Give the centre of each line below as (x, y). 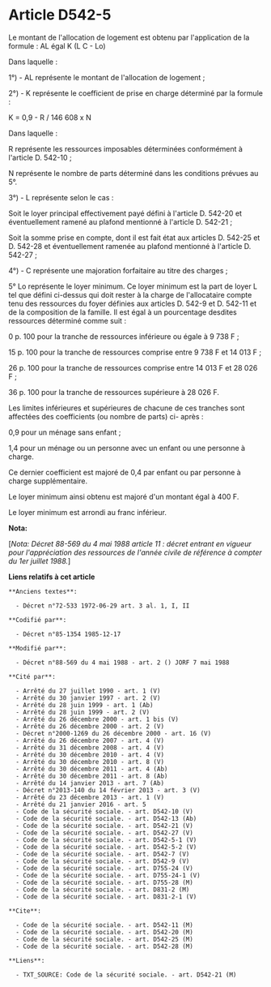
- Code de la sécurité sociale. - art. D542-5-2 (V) (106, 847)
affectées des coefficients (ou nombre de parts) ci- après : (106, 416)
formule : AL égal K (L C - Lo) (57, 45)
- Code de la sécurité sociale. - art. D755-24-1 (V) (108, 875)
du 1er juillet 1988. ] (40, 560)
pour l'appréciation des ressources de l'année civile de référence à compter (135, 552)
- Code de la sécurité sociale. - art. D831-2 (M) (103, 890)
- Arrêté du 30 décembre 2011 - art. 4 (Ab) (92, 769)
